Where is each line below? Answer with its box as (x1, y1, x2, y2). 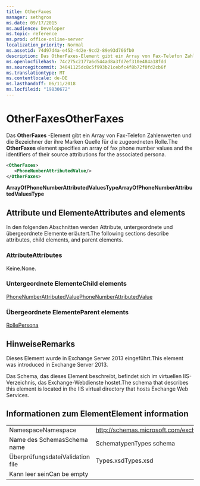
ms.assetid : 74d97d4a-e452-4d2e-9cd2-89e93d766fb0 (6, 48, 135, 54)
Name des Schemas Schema (9, 435, 88, 444)
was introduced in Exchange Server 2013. (6, 361, 108, 368)
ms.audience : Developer (6, 25, 65, 32)
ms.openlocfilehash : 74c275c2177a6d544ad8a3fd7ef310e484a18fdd (6, 58, 167, 64)
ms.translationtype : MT (6, 70, 65, 76)
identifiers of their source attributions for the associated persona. (6, 150, 167, 158)
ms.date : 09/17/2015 (6, 20, 58, 26)
